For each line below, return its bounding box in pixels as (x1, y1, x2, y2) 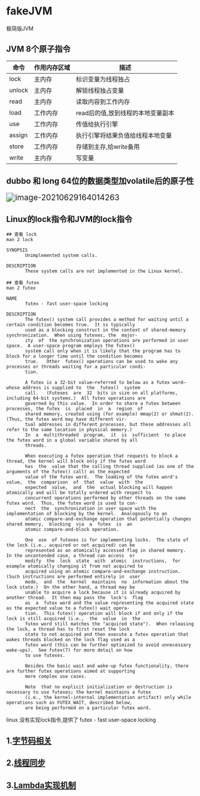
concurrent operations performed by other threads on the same (25, 495, 186, 501)
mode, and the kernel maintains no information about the (25, 579, 189, 585)
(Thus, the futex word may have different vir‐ (6, 416, 128, 422)
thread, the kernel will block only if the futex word (6, 458, 146, 464)
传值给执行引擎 (75, 120, 119, 128)
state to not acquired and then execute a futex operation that (25, 632, 189, 638)
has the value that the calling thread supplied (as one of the (25, 464, 195, 470)
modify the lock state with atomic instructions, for (25, 558, 181, 564)
